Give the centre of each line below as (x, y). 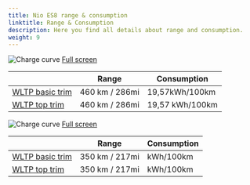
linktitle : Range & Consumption (61, 23)
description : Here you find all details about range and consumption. (126, 30)
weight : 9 (24, 37)
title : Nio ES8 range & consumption (68, 15)
